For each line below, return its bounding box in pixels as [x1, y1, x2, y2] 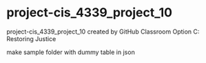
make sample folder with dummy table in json [6, 48, 135, 56]
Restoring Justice [6, 34, 56, 42]
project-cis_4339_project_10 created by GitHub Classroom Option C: [6, 27, 200, 36]
